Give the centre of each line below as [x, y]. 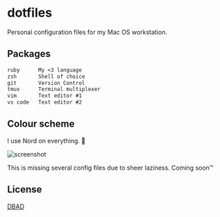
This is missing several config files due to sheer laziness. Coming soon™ [110, 168]
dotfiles [30, 13]
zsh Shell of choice [46, 77]
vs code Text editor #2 [44, 102]
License [25, 190]
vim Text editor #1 [44, 96]
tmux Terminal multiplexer [54, 89]
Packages [29, 54]
